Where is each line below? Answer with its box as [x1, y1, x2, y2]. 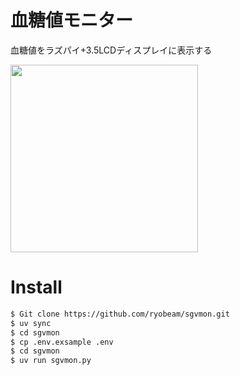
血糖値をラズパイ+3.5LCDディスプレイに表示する [10, 44, 213, 56]
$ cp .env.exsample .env [10, 337, 114, 347]
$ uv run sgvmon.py [10, 356, 92, 366]
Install [10, 276, 63, 299]
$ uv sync [10, 318, 52, 328]
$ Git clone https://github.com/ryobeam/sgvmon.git [10, 309, 230, 319]
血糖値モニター [10, 9, 134, 32]
